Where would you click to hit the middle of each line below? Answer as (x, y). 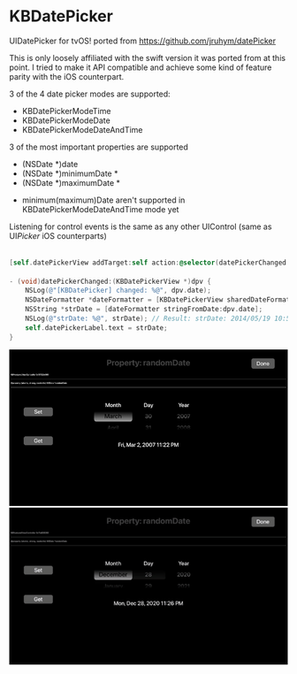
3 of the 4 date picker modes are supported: (90, 94)
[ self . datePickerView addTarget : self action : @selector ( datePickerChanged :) (152, 263)
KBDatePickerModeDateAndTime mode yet (100, 209)
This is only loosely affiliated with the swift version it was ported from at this (147, 57)
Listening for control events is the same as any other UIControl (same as (141, 226)
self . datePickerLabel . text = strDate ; (96, 328)
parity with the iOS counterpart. (67, 76)
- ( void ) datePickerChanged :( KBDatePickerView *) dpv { (110, 281)
